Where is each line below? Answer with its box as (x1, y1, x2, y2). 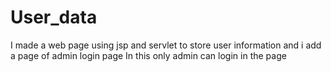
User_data (10, 6, 98, 29)
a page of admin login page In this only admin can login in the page (10, 49, 287, 61)
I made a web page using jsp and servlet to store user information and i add (10, 39, 322, 51)
